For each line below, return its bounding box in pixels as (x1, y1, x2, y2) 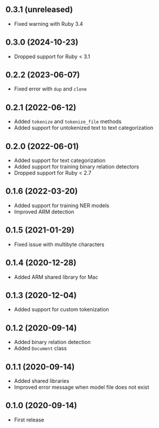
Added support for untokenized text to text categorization (13, 124, 154, 132)
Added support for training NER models (13, 202, 110, 209)
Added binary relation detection (13, 339, 91, 346)
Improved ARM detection (13, 208, 75, 215)
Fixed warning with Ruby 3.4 (13, 20, 83, 27)
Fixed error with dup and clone (13, 85, 87, 93)
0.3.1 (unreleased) (5, 5, 73, 15)
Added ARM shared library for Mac (13, 273, 99, 281)
